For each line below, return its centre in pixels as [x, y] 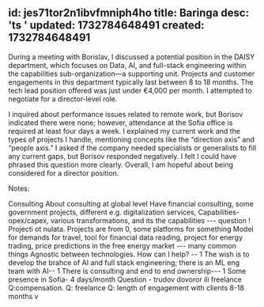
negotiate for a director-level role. [63, 99]
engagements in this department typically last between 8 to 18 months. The [131, 81]
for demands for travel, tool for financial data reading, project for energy [126, 237]
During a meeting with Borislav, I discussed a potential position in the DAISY [132, 57]
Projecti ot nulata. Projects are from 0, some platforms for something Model [131, 229]
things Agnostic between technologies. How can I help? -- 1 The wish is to [129, 254]
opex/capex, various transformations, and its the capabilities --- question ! [129, 220]
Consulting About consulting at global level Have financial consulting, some [131, 203]
